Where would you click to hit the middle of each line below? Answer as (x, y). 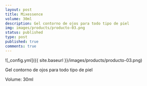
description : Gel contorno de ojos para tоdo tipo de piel (67, 23)
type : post (16, 37)
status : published (24, 32)
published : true (22, 42)
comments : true (21, 46)
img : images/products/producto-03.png (45, 28)
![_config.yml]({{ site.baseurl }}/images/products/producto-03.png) (74, 60)
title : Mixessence (24, 14)
